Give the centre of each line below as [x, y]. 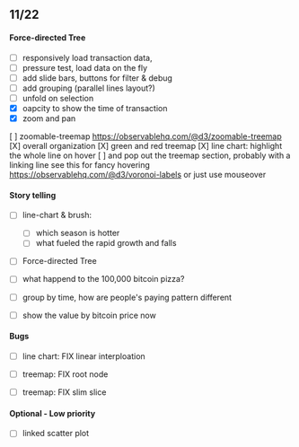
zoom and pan [49, 118]
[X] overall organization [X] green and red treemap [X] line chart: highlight [146, 146]
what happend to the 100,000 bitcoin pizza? [103, 279]
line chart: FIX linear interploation [84, 356]
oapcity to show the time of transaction [95, 108]
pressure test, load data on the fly [85, 67]
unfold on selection [58, 98]
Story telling [33, 195]
